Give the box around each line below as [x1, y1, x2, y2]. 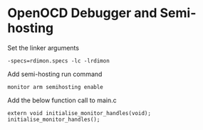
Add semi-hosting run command [7, 70, 103, 78]
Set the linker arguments [7, 43, 80, 52]
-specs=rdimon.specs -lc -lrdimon [7, 57, 110, 65]
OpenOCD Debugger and [7, 5, 157, 21]
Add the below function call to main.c [7, 96, 117, 104]
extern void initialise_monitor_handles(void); [7, 109, 152, 117]
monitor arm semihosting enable [7, 83, 103, 90]
